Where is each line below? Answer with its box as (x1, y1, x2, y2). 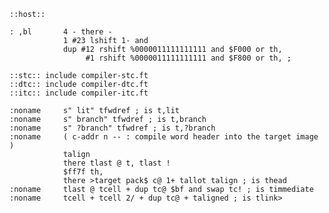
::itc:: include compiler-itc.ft (9, 88, 149, 98)
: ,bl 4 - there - (9, 27, 113, 37)
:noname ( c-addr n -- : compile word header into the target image (9, 132, 319, 142)
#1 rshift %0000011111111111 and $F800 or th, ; (85, 53, 292, 63)
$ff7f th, (62, 167, 104, 177)
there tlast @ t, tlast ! (62, 158, 171, 168)
